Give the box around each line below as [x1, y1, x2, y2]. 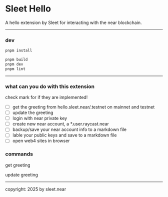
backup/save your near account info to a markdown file [12, 126, 126, 132]
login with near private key [12, 115, 67, 121]
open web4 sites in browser [12, 138, 70, 144]
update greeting [5, 171, 38, 177]
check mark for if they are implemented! [5, 94, 88, 100]
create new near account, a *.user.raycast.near [12, 121, 109, 127]
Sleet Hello [5, 3, 51, 14]
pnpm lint [5, 66, 26, 71]
